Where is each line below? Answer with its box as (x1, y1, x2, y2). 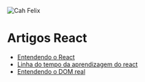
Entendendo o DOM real (16, 67, 86, 75)
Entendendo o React (16, 53, 76, 61)
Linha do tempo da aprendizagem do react (16, 60, 138, 68)
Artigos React (7, 31, 87, 46)
